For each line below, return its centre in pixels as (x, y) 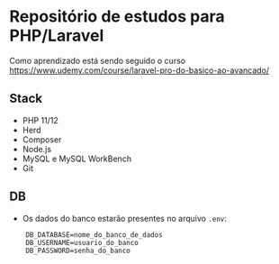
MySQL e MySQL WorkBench (77, 159)
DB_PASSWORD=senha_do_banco (78, 250)
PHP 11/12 (40, 120)
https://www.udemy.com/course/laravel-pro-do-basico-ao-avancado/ (139, 70)
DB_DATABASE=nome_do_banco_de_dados (94, 235)
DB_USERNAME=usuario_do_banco (82, 242)
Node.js (37, 149)
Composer (42, 139)
